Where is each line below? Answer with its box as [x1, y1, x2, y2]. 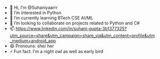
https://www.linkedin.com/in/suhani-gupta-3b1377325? [15, 26, 127, 31]
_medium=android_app [9, 38, 56, 43]
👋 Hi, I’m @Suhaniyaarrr [9, 5, 58, 10]
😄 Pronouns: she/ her [9, 43, 54, 49]
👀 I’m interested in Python [9, 10, 62, 16]
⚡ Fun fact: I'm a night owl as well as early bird [9, 49, 103, 54]
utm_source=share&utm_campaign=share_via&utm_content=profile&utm [9, 33, 155, 39]
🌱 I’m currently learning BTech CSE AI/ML [9, 15, 94, 20]
